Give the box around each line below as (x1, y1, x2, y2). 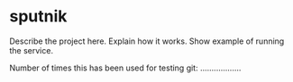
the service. (9, 45, 54, 55)
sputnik (9, 6, 68, 27)
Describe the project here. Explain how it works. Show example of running (9, 36, 285, 46)
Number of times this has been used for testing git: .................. (9, 62, 242, 73)
